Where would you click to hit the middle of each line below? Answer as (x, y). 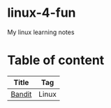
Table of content (56, 60)
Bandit (21, 94)
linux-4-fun (42, 13)
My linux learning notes (41, 32)
